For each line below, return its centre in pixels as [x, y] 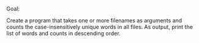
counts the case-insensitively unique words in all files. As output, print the [99, 27]
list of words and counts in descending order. [63, 33]
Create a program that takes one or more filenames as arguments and [94, 20]
